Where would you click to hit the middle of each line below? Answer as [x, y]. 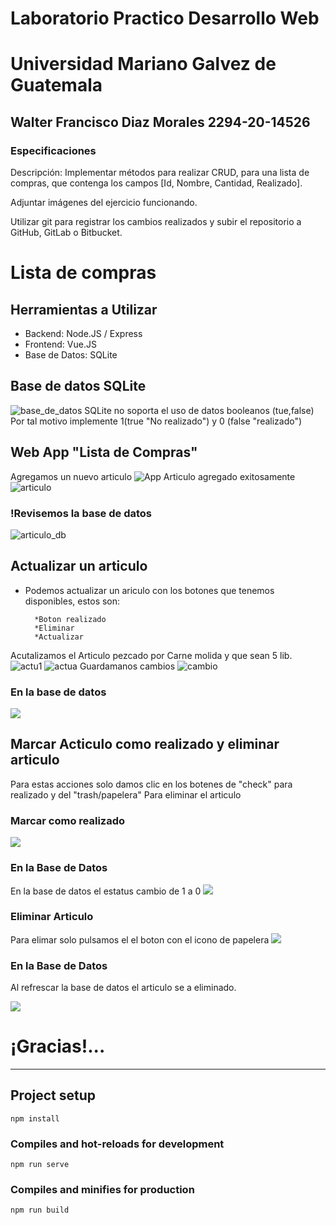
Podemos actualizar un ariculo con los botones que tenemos [149, 590]
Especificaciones [53, 150]
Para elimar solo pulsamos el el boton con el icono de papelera [140, 939]
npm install [35, 1118]
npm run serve [40, 1165]
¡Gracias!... [58, 1046]
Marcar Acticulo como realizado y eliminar [145, 744]
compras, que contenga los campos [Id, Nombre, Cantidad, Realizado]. [156, 183]
